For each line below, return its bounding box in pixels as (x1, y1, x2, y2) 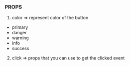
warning (11, 35, 29, 41)
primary (11, 24, 28, 30)
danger (11, 30, 27, 36)
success (11, 46, 29, 52)
